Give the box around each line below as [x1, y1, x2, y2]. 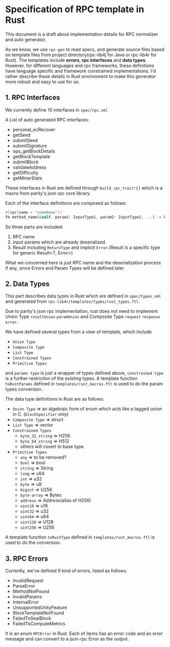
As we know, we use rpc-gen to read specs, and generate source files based [5, 46, 164, 52]
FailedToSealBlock [12, 615, 52, 622]
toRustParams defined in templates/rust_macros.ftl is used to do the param [5, 381, 163, 387]
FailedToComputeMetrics [12, 621, 66, 627]
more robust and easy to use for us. [5, 79, 80, 85]
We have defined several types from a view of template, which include [5, 329, 152, 335]
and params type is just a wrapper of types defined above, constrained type [5, 370, 163, 376]
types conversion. [5, 386, 43, 392]
